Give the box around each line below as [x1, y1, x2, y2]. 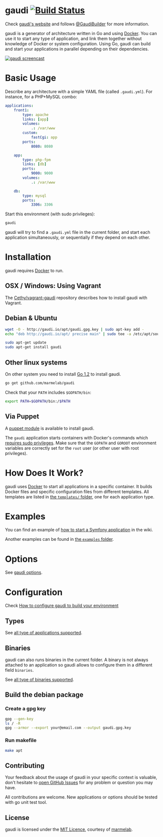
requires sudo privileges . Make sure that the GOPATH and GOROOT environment [5, 440, 157, 446]
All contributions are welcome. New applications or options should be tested [5, 794, 158, 800]
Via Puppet [5, 412, 39, 421]
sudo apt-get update [5, 340, 47, 345]
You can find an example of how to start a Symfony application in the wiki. [5, 527, 153, 533]
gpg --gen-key [5, 716, 34, 721]
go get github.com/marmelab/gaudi [5, 380, 75, 385]
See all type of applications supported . [5, 630, 82, 636]
